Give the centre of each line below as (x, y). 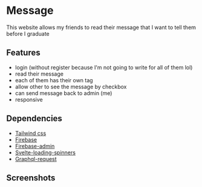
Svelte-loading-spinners (45, 153)
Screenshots (31, 178)
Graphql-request (36, 159)
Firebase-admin (35, 146)
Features (23, 53)
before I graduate (28, 33)
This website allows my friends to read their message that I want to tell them (101, 27)
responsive (29, 99)
